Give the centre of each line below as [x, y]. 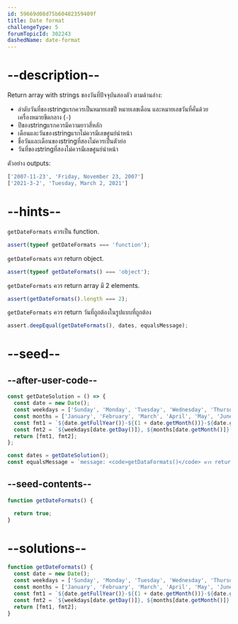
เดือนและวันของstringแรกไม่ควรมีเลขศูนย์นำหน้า [75, 133]
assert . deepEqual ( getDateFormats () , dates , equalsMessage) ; [98, 326]
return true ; [33, 513]
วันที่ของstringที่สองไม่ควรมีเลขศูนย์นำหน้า [68, 149]
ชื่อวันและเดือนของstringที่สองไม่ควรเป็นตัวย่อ [72, 141]
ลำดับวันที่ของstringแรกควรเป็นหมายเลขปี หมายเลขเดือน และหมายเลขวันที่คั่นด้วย [113, 109]
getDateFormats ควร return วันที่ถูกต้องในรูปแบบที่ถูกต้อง [79, 312]
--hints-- [34, 212]
